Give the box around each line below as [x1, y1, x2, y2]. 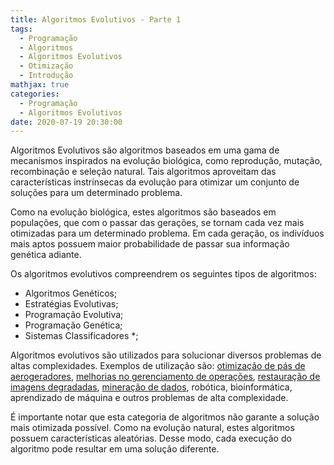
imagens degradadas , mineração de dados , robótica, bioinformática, [10, 381, 293, 393]
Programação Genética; [24, 319, 123, 331]
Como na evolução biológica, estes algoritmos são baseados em [10, 206, 277, 218]
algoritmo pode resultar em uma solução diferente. [10, 443, 220, 455]
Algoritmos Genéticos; [24, 287, 118, 300]
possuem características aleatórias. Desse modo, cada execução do [10, 432, 292, 445]
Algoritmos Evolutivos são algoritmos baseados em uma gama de [10, 144, 280, 156]
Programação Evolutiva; [24, 309, 124, 321]
